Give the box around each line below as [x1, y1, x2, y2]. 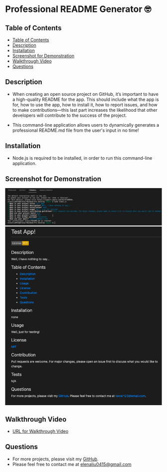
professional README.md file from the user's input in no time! [12, 127, 139, 133]
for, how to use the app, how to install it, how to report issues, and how [12, 101, 158, 108]
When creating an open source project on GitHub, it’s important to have [12, 91, 159, 97]
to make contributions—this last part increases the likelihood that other [12, 107, 158, 113]
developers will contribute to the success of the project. [12, 112, 127, 118]
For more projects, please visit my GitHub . [12, 456, 99, 462]
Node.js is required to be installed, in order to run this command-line [12, 155, 153, 161]
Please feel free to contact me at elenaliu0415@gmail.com [12, 461, 132, 467]
